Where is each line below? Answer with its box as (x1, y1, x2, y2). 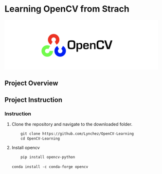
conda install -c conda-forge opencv (11, 164, 89, 169)
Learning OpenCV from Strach (4, 3, 129, 15)
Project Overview (4, 79, 58, 87)
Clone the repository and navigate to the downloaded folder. (11, 121, 132, 127)
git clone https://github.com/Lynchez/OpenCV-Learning (20, 131, 134, 136)
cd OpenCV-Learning (20, 136, 60, 141)
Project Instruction (4, 96, 63, 104)
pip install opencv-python (20, 155, 75, 159)
